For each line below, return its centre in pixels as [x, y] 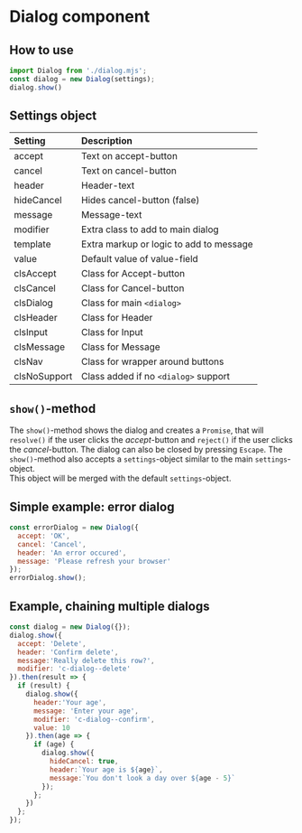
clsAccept [35, 274]
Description [106, 141]
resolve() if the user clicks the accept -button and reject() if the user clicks [151, 440]
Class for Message [120, 347]
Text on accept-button [129, 156]
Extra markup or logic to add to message [167, 244]
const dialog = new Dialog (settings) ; [82, 79]
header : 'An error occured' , [72, 553]
